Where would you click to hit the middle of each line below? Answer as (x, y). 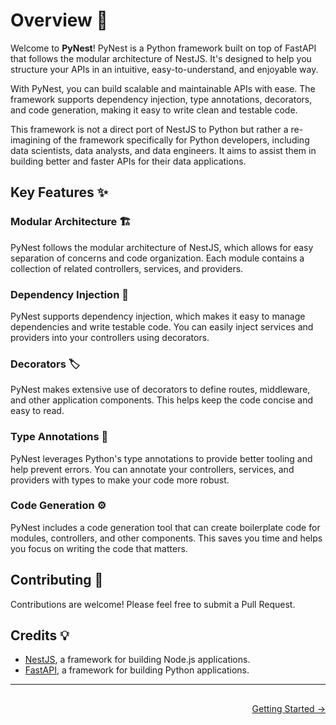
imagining (31, 140)
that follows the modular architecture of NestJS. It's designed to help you (161, 58)
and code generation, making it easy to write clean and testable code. (154, 110)
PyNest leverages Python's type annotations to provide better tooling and (161, 458)
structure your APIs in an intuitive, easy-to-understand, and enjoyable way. (164, 69)
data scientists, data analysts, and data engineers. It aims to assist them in (163, 150)
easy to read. (37, 411)
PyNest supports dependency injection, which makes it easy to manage (158, 316)
